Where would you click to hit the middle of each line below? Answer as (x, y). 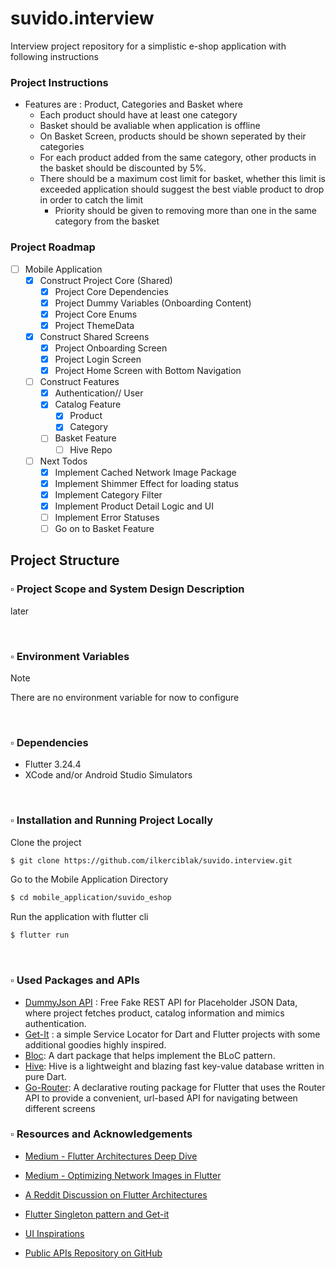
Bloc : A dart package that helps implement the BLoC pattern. (150, 1055)
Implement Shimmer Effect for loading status (146, 483)
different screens (60, 1108)
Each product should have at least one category (138, 115)
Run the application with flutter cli (79, 917)
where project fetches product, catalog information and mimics (154, 1013)
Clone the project (46, 842)
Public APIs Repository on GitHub (93, 1253)
